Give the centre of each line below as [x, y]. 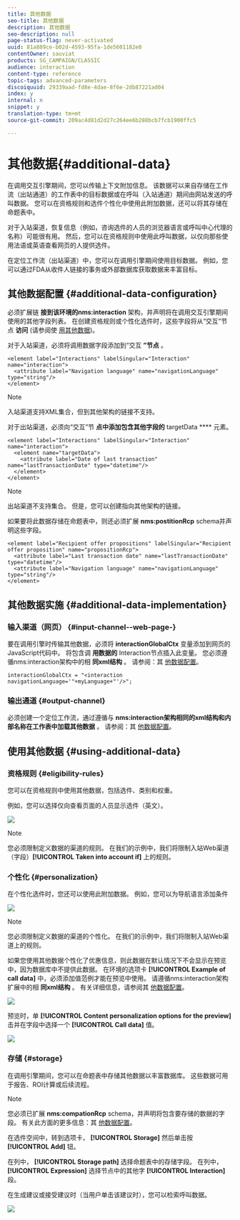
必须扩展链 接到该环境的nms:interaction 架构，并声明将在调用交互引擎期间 [118, 312]
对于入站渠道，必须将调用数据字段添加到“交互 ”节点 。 [87, 345]
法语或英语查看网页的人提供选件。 [64, 245]
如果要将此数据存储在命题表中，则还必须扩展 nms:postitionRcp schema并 [117, 521]
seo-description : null [41, 34]
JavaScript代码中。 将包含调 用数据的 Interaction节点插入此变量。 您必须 [114, 653]
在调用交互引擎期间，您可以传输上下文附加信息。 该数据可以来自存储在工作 [118, 185]
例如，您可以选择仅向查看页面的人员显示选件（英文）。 [87, 806]
